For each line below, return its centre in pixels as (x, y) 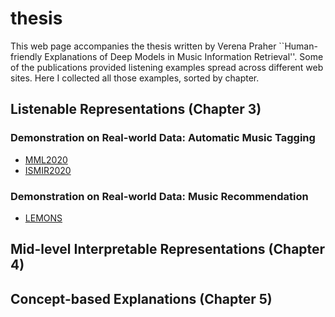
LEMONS (43, 218)
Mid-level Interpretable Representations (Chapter (168, 249)
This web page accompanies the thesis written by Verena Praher (143, 46)
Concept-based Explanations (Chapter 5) (141, 298)
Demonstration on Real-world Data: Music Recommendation (159, 196)
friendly (26, 56)
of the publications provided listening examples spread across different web (167, 67)
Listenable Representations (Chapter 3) (136, 109)
